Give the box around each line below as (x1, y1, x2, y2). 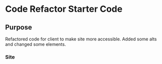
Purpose (5, 23, 32, 32)
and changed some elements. (5, 41, 66, 47)
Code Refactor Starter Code (5, 3, 123, 15)
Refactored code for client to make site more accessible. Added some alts (5, 36, 157, 42)
